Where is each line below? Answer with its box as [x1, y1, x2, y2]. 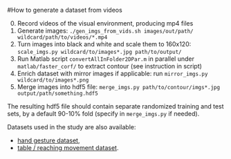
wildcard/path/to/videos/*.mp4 [17, 34, 108, 41]
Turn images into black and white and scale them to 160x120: [17, 40, 192, 48]
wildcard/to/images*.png [17, 77, 89, 84]
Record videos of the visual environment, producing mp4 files [17, 19, 194, 27]
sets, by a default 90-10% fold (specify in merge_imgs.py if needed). [7, 110, 200, 118]
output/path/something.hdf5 [17, 90, 98, 97]
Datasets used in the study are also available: [7, 123, 136, 131]
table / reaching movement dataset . [17, 144, 119, 151]
